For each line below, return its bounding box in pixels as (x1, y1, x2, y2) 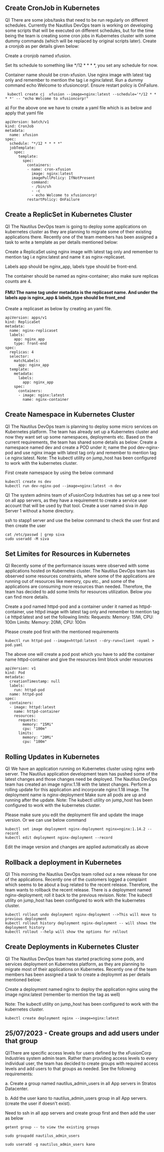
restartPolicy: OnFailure (26, 197, 80, 202)
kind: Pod (5, 671, 25, 675)
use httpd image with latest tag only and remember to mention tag (26, 609, 160, 615)
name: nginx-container (23, 397, 69, 402)
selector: (9, 354, 29, 359)
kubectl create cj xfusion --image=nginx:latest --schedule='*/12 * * (7, 92, 157, 96)
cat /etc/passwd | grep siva (5, 532, 65, 537)
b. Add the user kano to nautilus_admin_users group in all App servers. (5, 1095, 148, 1101)
